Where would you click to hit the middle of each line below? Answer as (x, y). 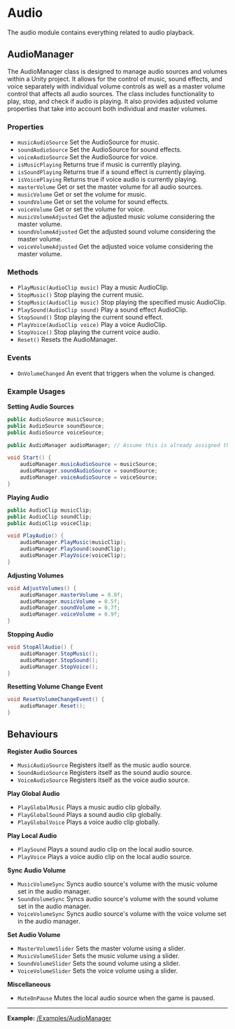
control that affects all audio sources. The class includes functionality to (111, 93)
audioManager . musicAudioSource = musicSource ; (89, 465)
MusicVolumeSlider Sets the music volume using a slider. (98, 955)
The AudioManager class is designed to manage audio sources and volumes (117, 71)
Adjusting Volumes (36, 575)
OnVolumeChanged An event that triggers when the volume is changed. (116, 373)
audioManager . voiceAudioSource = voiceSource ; (89, 478)
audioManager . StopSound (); (59, 660)
